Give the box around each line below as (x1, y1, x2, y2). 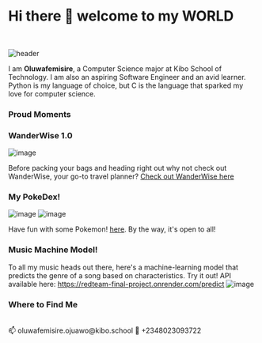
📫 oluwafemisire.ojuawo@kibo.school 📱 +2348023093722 (8, 326, 202, 335)
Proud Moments (8, 108, 71, 119)
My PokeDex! (8, 191, 61, 202)
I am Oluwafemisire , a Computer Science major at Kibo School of (8, 63, 222, 73)
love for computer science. (8, 89, 97, 98)
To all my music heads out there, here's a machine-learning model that (8, 262, 239, 272)
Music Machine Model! (8, 244, 98, 255)
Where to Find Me (8, 299, 78, 310)
